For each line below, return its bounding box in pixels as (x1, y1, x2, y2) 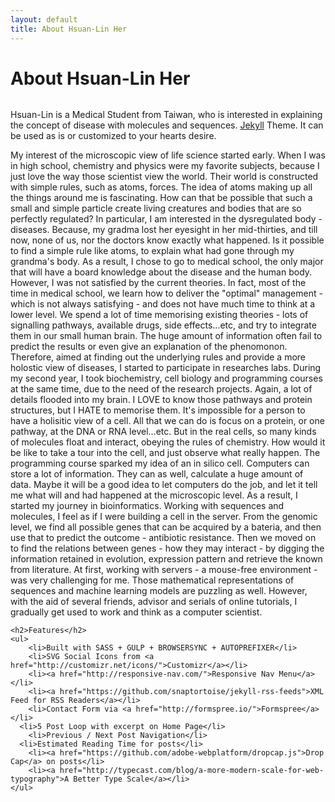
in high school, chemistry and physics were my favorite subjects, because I (10, 160, 320, 172)
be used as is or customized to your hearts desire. (10, 130, 217, 142)
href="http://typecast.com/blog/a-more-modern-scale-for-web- (59, 766, 325, 776)
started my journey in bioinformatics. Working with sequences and (10, 500, 285, 512)
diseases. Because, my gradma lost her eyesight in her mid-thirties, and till (10, 224, 318, 236)
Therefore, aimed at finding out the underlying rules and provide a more (10, 351, 307, 363)
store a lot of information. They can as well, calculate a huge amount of (10, 468, 304, 480)
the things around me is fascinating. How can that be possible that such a (10, 192, 313, 204)
